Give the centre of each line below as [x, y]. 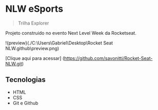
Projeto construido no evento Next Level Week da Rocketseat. [71, 33]
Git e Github [25, 103]
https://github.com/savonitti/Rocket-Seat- [108, 58]
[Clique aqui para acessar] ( [35, 58]
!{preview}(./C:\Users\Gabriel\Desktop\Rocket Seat [59, 43]
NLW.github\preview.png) [32, 48]
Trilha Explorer [33, 23]
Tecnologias [25, 80]
